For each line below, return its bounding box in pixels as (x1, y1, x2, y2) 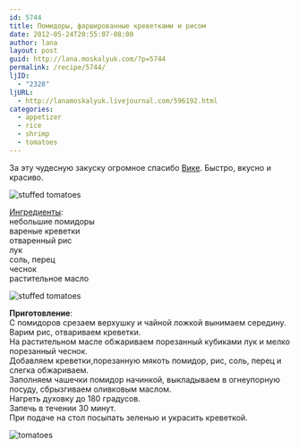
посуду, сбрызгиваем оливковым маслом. (9, 384, 172, 394)
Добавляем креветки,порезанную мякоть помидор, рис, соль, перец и (9, 355, 282, 366)
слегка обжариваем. (9, 364, 90, 376)
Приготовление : (9, 308, 73, 318)
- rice (17, 122, 42, 131)
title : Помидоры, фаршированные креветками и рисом (9, 21, 206, 30)
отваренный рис (9, 234, 73, 246)
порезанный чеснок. (9, 345, 88, 356)
